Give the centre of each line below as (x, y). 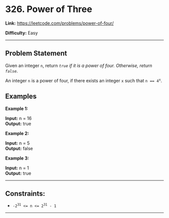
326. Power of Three (49, 9)
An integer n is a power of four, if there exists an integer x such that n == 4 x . (84, 80)
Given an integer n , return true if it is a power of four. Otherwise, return (79, 65)
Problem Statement (36, 53)
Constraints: (25, 194)
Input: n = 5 (18, 143)
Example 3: (17, 158)
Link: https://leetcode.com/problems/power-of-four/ (60, 23)
